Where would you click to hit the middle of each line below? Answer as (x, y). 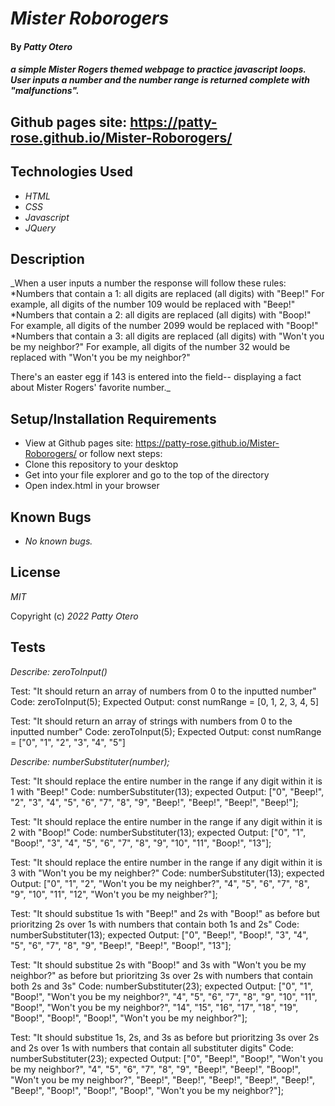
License (35, 572)
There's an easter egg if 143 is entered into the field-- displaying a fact (156, 377)
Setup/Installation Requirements (113, 418)
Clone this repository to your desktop (101, 464)
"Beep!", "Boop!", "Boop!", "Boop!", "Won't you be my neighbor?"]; (147, 1090)
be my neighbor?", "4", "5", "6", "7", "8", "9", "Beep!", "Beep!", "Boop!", (155, 1069)
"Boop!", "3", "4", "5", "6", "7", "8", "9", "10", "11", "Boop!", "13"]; (141, 843)
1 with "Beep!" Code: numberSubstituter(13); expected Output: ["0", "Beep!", (167, 791)
